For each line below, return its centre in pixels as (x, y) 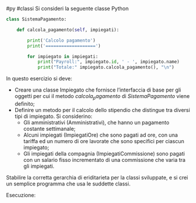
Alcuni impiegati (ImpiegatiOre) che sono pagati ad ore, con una (100, 135)
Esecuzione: (21, 195)
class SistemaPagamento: (36, 19)
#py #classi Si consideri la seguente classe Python (67, 9)
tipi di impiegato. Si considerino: (53, 116)
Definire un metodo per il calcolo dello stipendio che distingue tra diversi (102, 110)
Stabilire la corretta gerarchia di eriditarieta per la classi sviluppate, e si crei (97, 177)
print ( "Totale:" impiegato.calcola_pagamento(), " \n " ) (106, 67)
